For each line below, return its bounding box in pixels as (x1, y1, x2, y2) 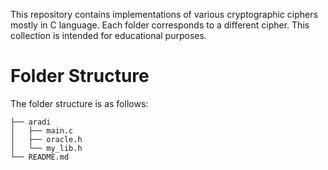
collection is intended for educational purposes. (10, 30, 207, 41)
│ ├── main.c (10, 125, 74, 136)
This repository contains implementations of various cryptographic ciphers (10, 9, 318, 20)
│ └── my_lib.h (10, 143, 83, 153)
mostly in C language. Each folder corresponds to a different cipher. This (10, 19, 310, 31)
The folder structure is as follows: (10, 97, 149, 109)
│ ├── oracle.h (10, 134, 83, 144)
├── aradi (10, 117, 52, 127)
